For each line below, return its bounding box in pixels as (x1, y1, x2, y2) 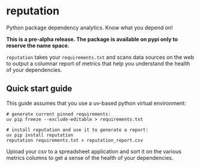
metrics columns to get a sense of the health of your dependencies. (6, 154, 174, 161)
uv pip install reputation (6, 132, 74, 138)
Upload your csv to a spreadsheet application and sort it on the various (6, 148, 181, 155)
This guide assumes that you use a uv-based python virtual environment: (6, 99, 187, 107)
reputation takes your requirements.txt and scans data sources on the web (6, 53, 195, 60)
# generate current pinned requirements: (6, 111, 111, 117)
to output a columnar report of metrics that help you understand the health (6, 60, 190, 67)
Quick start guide (6, 84, 72, 94)
